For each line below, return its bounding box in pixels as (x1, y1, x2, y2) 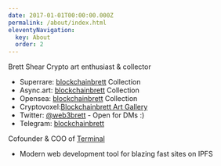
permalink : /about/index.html (8, 19, 107, 27)
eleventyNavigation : (8, 26, 76, 34)
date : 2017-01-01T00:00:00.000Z (8, 11, 114, 20)
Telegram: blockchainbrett (19, 119, 104, 128)
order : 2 (15, 41, 44, 49)
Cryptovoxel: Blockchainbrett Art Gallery (19, 103, 148, 112)
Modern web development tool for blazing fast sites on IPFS (19, 150, 213, 159)
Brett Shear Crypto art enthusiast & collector (8, 62, 151, 71)
